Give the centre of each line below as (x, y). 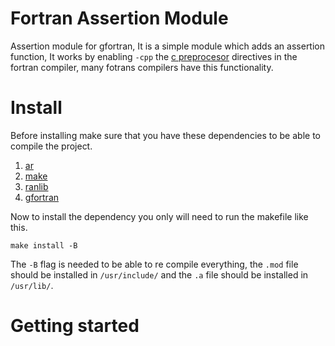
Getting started (75, 326)
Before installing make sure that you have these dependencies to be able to (165, 135)
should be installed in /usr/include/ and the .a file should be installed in (159, 274)
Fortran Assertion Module (119, 18)
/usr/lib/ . (32, 285)
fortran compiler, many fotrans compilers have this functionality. (142, 67)
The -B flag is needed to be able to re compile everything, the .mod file (154, 264)
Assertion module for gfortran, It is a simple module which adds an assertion (168, 46)
